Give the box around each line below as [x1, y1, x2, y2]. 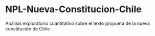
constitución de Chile [5, 25, 50, 31]
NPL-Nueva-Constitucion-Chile [5, 4, 142, 15]
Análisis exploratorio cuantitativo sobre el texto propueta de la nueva [5, 20, 150, 26]
